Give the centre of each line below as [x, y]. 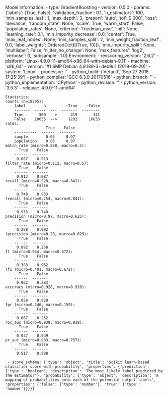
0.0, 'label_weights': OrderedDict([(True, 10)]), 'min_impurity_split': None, [80, 45]
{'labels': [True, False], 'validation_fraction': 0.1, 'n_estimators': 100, [75, 13]
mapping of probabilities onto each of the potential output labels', [81, 380]
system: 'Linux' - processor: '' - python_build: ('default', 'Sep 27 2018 [77, 72]
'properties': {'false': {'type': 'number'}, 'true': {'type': [73, 384]
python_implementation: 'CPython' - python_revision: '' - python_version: [81, 82]
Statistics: [18, 97]
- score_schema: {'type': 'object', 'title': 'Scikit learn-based [78, 362]
